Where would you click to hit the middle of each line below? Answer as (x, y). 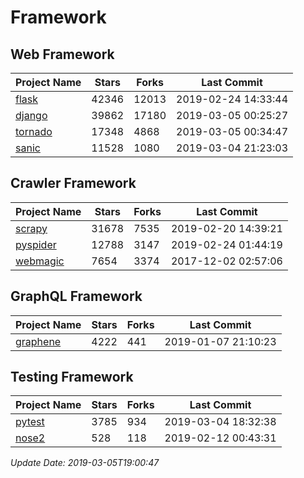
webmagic (40, 261)
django (31, 115)
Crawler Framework (73, 183)
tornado (34, 131)
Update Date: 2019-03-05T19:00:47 (85, 463)
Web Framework (62, 54)
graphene (38, 341)
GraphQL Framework (76, 296)
